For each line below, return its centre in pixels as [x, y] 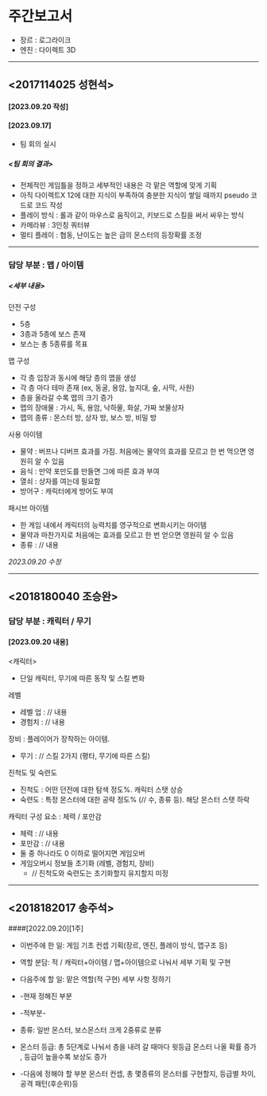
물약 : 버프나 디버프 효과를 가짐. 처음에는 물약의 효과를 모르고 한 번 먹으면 [133, 451]
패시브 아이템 [29, 508]
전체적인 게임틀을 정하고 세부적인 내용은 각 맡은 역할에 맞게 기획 [118, 185]
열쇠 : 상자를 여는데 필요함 [60, 481]
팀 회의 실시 [38, 144]
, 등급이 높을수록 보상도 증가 [63, 1057]
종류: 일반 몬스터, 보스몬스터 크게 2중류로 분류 [91, 1030]
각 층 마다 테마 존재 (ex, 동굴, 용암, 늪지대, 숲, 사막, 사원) [107, 388]
